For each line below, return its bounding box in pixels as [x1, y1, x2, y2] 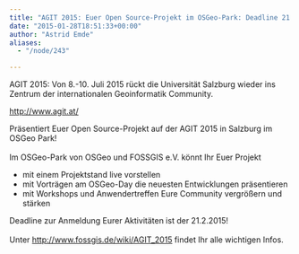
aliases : [9, 38, 42, 48]
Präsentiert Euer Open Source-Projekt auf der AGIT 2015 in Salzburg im [9, 123, 273, 135]
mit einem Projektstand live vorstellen [21, 170, 161, 180]
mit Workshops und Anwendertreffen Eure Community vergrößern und [21, 188, 282, 199]
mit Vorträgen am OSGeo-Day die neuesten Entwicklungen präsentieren [21, 179, 288, 189]
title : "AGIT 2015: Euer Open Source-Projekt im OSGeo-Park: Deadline [9, 13, 278, 22]
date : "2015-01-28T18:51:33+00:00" [9, 22, 142, 31]
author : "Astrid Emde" [9, 30, 94, 39]
